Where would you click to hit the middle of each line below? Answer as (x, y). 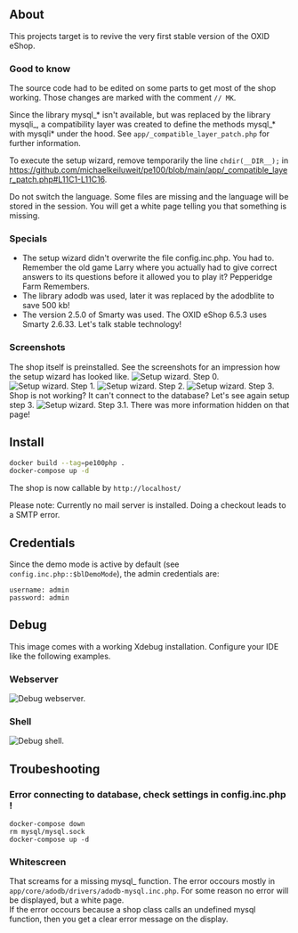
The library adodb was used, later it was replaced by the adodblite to (148, 296)
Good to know (40, 69)
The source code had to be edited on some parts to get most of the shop (143, 88)
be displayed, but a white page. (67, 900)
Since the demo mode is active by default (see (94, 564)
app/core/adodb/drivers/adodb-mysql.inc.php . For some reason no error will (149, 891)
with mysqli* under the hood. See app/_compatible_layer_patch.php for (139, 134)
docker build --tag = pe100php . (67, 462)
